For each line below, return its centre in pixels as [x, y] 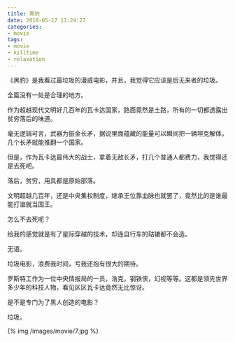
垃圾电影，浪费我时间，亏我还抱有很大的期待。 [74, 264]
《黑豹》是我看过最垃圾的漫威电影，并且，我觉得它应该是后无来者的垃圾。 [114, 80]
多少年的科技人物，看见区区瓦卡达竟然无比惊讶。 [78, 287]
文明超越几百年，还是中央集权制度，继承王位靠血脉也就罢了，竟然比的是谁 [114, 195]
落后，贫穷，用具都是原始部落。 [53, 180]
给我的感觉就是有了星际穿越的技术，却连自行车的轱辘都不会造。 [99, 234]
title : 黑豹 [23, 14]
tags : [15, 40]
